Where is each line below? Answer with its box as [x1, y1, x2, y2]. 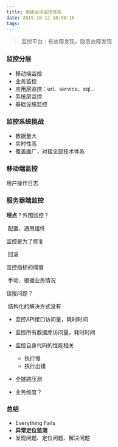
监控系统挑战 [6, 117, 44, 126]
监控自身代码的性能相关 [15, 341, 74, 349]
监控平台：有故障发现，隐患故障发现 [21, 38, 113, 45]
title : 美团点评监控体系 [6, 9, 62, 15]
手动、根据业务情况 [7, 276, 56, 284]
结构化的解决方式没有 [7, 302, 61, 310]
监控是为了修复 [6, 237, 44, 245]
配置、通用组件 [7, 224, 46, 231]
